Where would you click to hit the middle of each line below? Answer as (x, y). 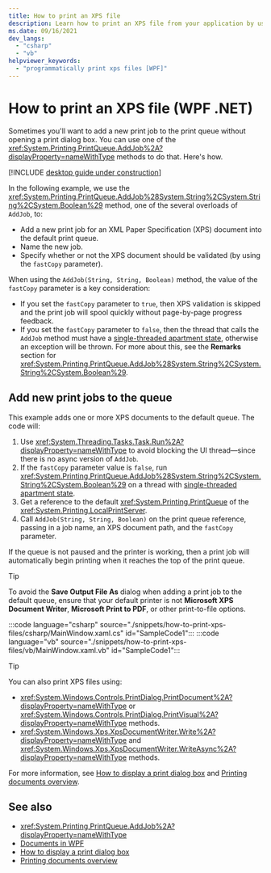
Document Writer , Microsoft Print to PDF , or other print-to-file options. (127, 609)
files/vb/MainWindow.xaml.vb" (59, 650)
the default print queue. (59, 238)
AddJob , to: (25, 213)
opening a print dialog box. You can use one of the (92, 139)
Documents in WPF (52, 843)
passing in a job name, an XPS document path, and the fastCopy (127, 527)
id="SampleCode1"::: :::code (172, 633)
